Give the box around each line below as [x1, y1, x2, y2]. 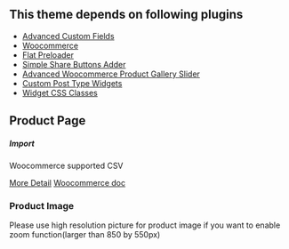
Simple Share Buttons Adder [21, 59, 126, 69]
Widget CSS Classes [21, 87, 98, 98]
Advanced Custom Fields [21, 30, 115, 41]
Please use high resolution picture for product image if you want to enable [9, 220, 281, 230]
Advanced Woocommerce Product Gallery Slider [21, 68, 200, 79]
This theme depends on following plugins [9, 7, 244, 22]
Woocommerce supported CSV [9, 160, 124, 172]
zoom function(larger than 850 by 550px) [9, 229, 161, 240]
